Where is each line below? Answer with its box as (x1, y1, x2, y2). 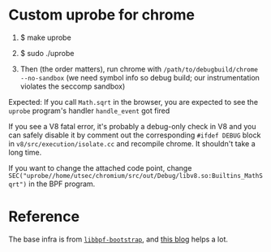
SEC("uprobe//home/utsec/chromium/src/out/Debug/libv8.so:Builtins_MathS (8, 172, 264, 180)
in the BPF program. (28, 179, 96, 189)
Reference (8, 207, 80, 226)
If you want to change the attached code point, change (8, 163, 192, 172)
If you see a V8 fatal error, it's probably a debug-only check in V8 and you (8, 121, 256, 131)
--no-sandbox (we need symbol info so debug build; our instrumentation (19, 72, 260, 82)
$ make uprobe (19, 33, 71, 42)
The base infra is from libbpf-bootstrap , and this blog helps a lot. (8, 234, 229, 244)
